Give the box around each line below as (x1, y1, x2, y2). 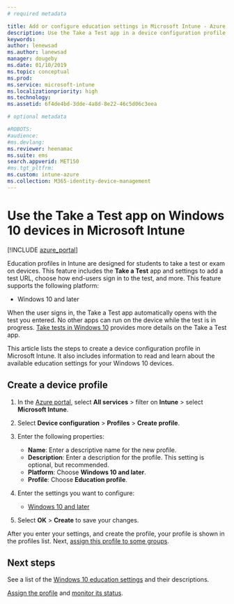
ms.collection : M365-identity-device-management (7, 178, 151, 185)
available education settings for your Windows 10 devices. (7, 358, 174, 367)
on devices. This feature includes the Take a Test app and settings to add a (7, 266, 224, 275)
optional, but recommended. (27, 460, 109, 469)
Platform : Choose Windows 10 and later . (27, 468, 146, 476)
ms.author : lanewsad (7, 49, 68, 56)
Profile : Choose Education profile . (27, 475, 127, 483)
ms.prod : (7, 75, 33, 82)
